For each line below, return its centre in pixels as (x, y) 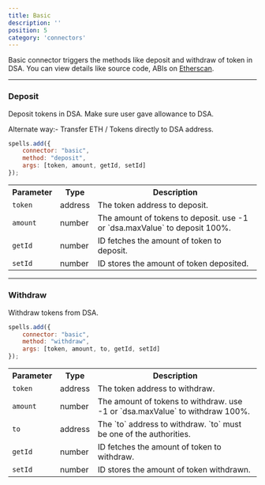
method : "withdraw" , (56, 342)
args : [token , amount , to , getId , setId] (91, 349)
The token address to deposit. (153, 205)
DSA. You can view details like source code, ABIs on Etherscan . (111, 69)
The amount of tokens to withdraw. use (170, 402)
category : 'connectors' (47, 38)
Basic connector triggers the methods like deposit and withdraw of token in (131, 60)
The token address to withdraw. (156, 388)
